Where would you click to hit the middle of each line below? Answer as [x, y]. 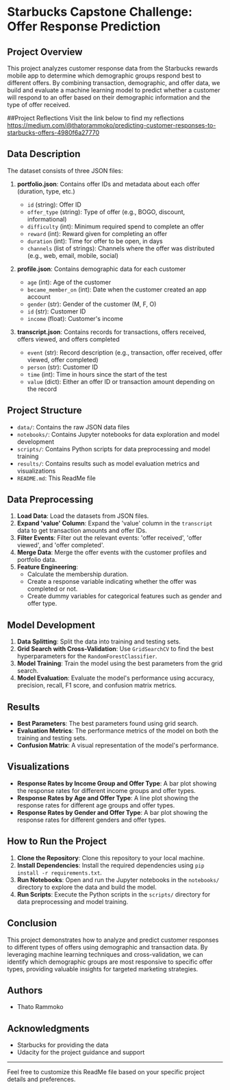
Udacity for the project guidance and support [81, 1052]
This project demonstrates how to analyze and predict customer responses [113, 940]
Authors [25, 990]
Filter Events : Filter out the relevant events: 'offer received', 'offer [110, 538]
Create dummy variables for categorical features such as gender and [125, 596]
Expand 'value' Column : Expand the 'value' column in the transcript [115, 523]
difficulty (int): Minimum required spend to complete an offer [115, 226]
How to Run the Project [57, 841]
